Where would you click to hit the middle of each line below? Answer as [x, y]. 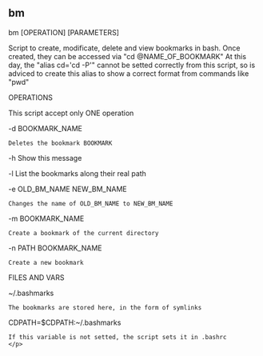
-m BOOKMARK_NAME [46, 218]
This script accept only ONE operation [71, 113]
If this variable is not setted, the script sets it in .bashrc [118, 337]
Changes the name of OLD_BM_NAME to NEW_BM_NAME [91, 203]
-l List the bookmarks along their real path [77, 173]
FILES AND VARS [36, 277]
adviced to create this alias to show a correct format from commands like [129, 73]
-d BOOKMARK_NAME [45, 128]
